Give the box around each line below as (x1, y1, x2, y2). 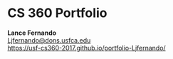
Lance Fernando (7, 28, 57, 37)
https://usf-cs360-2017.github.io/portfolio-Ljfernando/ (7, 43, 166, 52)
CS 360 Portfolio (7, 5, 108, 21)
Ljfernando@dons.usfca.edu (7, 36, 91, 44)
